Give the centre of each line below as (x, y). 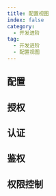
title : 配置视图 (28, 13)
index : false (26, 20)
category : (21, 26)
